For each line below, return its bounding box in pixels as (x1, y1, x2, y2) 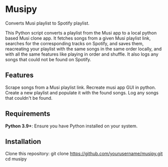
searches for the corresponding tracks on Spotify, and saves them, (5, 40, 144, 46)
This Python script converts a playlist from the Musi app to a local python (5, 30, 157, 36)
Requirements (5, 109, 50, 118)
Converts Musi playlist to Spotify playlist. (5, 20, 90, 26)
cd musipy (5, 156, 27, 162)
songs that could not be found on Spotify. (5, 56, 92, 62)
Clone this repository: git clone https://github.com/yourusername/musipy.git (5, 150, 163, 156)
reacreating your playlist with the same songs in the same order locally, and (5, 46, 162, 52)
